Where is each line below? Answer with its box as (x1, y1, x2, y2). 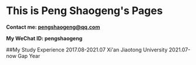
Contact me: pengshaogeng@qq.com (6, 23, 100, 30)
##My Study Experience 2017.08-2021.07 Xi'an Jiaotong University (6, 46, 168, 53)
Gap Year (17, 52, 40, 59)
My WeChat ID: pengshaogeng (6, 35, 83, 42)
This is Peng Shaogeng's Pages (6, 4, 163, 18)
